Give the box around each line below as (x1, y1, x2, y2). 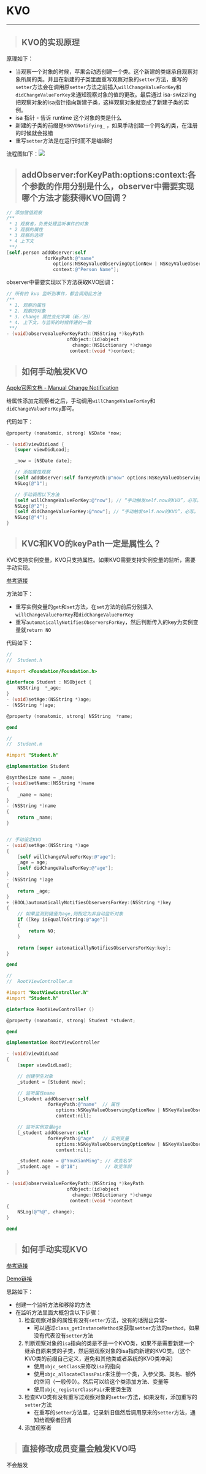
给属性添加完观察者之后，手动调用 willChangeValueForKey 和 (6, 397, 156, 404)
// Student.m (6, 741, 43, 747)
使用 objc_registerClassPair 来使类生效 (33, 1385, 132, 1393)
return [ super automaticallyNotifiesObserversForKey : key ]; (17, 945, 172, 951)
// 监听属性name (17, 1090, 55, 1096)
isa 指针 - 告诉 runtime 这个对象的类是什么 (15, 114, 122, 121)
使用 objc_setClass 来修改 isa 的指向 (33, 1362, 121, 1370)
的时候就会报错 (15, 129, 53, 136)
